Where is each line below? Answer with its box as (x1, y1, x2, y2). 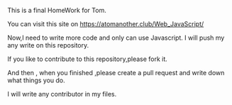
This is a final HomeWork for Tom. (7, 6, 106, 14)
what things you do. (7, 76, 65, 84)
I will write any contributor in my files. (7, 90, 117, 98)
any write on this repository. (7, 41, 89, 49)
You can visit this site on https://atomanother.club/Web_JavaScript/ (7, 20, 204, 28)
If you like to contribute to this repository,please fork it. (7, 55, 168, 63)
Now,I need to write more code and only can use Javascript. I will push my (7, 33, 225, 42)
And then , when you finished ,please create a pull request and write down (7, 69, 225, 77)
